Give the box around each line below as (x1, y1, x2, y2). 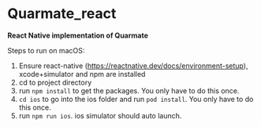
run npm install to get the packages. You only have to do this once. (18, 85, 240, 95)
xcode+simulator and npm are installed (18, 69, 146, 78)
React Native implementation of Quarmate (7, 31, 149, 40)
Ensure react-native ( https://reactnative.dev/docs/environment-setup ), (18, 60, 248, 71)
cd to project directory (18, 78, 92, 87)
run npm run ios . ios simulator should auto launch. (18, 111, 182, 120)
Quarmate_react (7, 5, 117, 23)
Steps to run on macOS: (7, 45, 85, 55)
